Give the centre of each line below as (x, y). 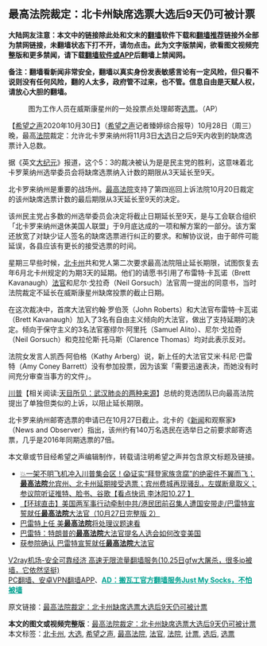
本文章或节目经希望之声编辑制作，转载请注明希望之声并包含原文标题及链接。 (133, 457)
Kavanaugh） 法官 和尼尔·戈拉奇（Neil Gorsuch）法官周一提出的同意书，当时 (132, 282)
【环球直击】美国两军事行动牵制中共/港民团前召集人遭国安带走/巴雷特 (133, 503)
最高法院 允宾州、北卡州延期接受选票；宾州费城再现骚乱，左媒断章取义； (138, 483)
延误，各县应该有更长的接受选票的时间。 (74, 246)
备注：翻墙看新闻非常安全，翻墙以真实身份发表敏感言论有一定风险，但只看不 (133, 72)
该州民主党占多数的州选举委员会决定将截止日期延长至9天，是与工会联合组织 (132, 216)
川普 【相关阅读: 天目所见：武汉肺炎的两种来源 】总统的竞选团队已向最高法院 (131, 393)
